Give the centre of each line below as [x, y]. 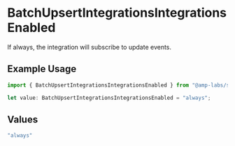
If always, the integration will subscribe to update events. [90, 47]
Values [23, 119]
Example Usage [42, 69]
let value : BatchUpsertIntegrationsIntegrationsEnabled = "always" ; [109, 98]
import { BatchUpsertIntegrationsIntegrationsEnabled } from [98, 85]
